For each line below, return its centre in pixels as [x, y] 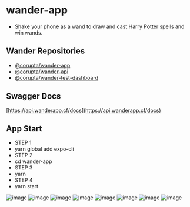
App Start [24, 129]
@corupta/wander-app [42, 65]
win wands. [29, 32]
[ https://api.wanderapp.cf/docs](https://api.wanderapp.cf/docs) [84, 110]
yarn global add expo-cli [44, 149]
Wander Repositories [46, 51]
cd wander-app [33, 161]
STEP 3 [24, 168]
